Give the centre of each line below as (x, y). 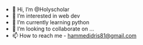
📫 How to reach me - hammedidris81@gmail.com (74, 36)
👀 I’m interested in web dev (46, 16)
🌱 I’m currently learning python (51, 22)
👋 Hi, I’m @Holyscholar (41, 9)
